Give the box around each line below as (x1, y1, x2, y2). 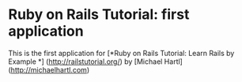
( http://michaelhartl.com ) (8, 65, 89, 74)
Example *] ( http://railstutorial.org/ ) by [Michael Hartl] (8, 57, 183, 66)
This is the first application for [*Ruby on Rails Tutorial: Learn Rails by (8, 48, 235, 58)
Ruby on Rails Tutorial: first (8, 6, 190, 24)
